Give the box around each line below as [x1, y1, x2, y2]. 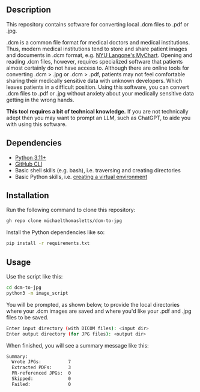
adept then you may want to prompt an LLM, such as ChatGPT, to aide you [6, 114, 191, 121]
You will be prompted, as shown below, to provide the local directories [6, 301, 180, 308]
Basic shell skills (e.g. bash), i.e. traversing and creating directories [14, 166, 181, 173]
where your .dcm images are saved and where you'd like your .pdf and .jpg [6, 307, 192, 315]
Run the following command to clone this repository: [6, 207, 136, 214]
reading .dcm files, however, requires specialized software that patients [6, 58, 183, 65]
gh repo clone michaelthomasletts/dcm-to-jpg [6, 218, 122, 224]
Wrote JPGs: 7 [11, 359, 71, 365]
